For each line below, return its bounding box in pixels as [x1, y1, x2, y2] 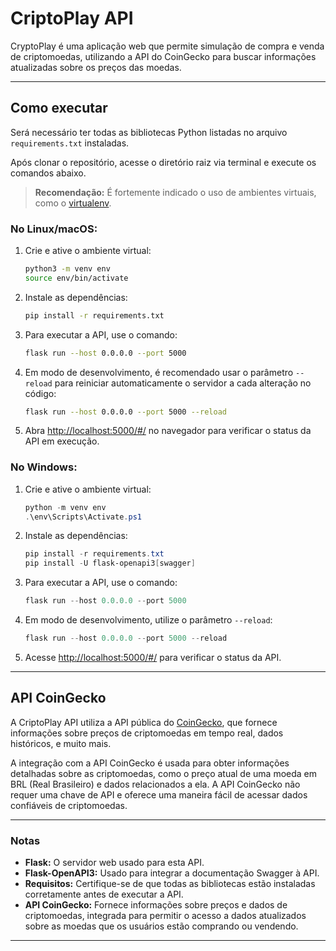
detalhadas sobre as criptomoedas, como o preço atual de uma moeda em [10, 767, 317, 779]
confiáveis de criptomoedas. [10, 799, 128, 811]
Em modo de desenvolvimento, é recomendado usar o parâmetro [24, 366, 294, 378]
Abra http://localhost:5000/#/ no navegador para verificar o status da [24, 425, 312, 437]
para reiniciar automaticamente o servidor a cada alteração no [54, 377, 312, 389]
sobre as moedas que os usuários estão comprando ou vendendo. [24, 920, 299, 932]
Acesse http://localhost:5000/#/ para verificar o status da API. [24, 651, 282, 663]
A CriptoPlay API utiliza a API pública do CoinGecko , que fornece [10, 716, 278, 728]
